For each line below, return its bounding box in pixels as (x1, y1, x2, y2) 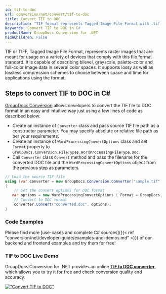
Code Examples (5, 218, 43, 225)
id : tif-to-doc (5, 7, 37, 12)
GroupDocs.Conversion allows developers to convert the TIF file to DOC (5, 102, 152, 108)
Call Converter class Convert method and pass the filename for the (12, 154, 148, 160)
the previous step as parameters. (12, 165, 80, 171)
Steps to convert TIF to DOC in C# (5, 89, 111, 98)
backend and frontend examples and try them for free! (5, 240, 116, 246)
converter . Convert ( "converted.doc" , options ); (14, 202, 112, 207)
